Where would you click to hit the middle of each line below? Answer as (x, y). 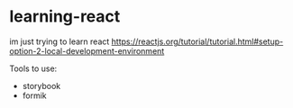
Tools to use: (33, 68)
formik (34, 95)
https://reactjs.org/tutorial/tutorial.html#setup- (197, 41)
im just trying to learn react (60, 41)
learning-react (65, 17)
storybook (41, 85)
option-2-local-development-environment (87, 50)
